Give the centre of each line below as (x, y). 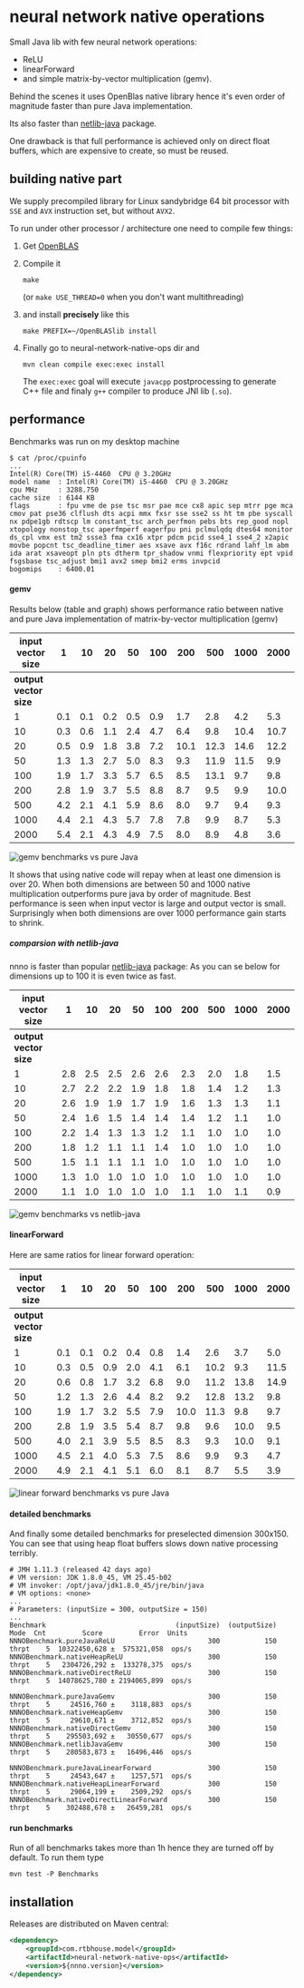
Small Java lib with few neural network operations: (103, 42)
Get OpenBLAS (51, 246)
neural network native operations (137, 17)
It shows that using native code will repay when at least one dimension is (145, 874)
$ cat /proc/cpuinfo (48, 458)
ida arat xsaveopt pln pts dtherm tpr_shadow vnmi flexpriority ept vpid (152, 553)
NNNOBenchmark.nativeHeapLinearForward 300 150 (143, 1784)
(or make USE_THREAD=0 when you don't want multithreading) (133, 297)
